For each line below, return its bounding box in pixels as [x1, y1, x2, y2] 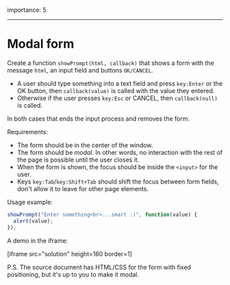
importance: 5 [7, 6, 47, 14]
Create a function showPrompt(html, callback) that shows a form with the [7, 58, 214, 67]
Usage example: [7, 198, 53, 206]
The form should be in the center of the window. [16, 140, 153, 149]
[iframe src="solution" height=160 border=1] [7, 249, 132, 258]
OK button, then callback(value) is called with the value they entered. [16, 86, 215, 95]
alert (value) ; [13, 217, 53, 225]
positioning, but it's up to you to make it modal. [7, 270, 140, 278]
